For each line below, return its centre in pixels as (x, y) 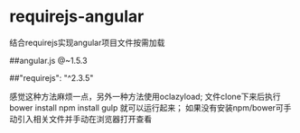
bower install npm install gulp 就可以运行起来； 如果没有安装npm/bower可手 (150, 107)
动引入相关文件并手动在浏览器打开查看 (80, 119)
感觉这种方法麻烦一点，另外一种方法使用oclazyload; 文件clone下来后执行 (145, 96)
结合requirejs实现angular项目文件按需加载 (87, 42)
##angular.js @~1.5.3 (48, 60)
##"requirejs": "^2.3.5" (52, 77)
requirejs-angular (77, 17)
